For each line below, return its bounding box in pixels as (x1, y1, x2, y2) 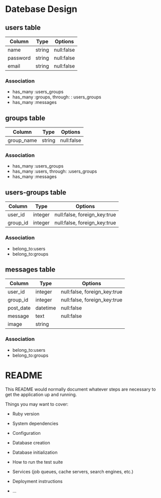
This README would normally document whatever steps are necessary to (5, 386, 156, 392)
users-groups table (5, 188, 67, 197)
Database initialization (12, 449, 58, 455)
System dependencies (12, 420, 59, 426)
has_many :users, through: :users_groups (12, 168, 97, 175)
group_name (7, 137, 37, 144)
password (7, 55, 31, 61)
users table (5, 23, 41, 32)
